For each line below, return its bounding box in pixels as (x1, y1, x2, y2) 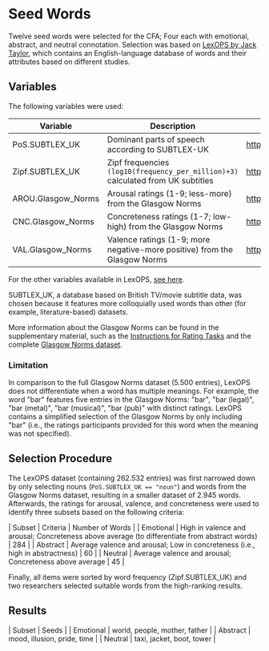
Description (150, 120, 196, 131)
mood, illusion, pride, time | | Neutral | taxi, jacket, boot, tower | (8, 633, 216, 643)
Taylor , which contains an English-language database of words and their (8, 48, 247, 58)
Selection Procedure (8, 452, 113, 465)
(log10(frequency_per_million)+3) (106, 167, 239, 176)
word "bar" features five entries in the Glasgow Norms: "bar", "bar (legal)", (8, 395, 255, 404)
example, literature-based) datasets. (8, 307, 128, 316)
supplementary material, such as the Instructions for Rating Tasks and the (8, 331, 252, 340)
